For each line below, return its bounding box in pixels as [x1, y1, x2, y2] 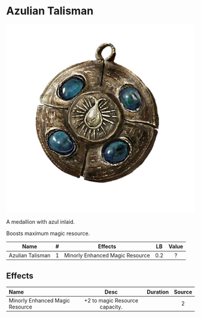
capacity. [99, 303, 123, 310]
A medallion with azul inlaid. [6, 218, 75, 225]
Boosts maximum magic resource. [6, 230, 90, 237]
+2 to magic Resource [84, 297, 139, 304]
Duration [146, 288, 169, 295]
